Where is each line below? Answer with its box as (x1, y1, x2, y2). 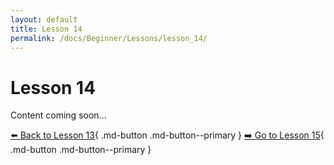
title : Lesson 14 (10, 24, 83, 34)
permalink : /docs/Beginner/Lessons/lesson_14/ (10, 33, 208, 43)
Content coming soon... (10, 109, 107, 121)
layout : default (10, 14, 78, 25)
